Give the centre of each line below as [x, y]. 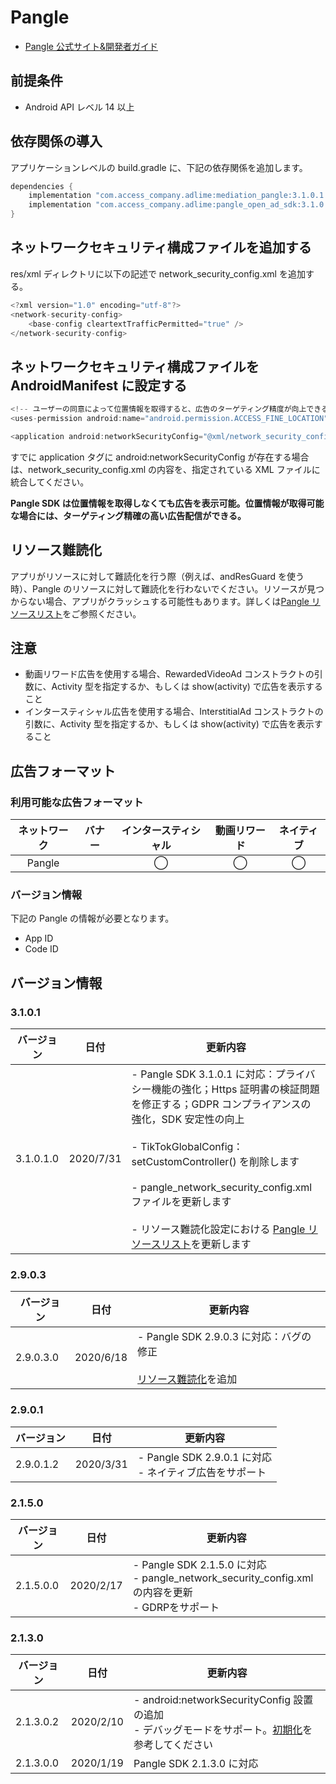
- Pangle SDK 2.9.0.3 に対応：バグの [224, 1337]
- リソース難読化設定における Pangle [218, 1229]
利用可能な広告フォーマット [77, 802]
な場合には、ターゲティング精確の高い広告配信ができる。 [128, 515]
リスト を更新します [206, 1244]
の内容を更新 [162, 1592]
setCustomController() [184, 1162]
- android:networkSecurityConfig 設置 [223, 1700]
